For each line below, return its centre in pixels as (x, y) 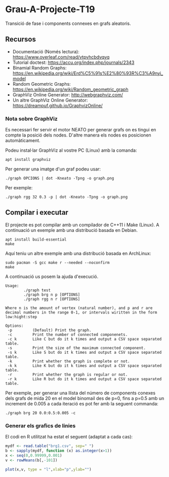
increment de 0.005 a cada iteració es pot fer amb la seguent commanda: (82, 403)
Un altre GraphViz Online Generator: (50, 100)
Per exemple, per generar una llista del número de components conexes (80, 393)
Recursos (21, 39)
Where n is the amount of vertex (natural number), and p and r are (79, 308)
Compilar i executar (37, 212)
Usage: (12, 286)
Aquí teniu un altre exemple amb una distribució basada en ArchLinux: (78, 253)
